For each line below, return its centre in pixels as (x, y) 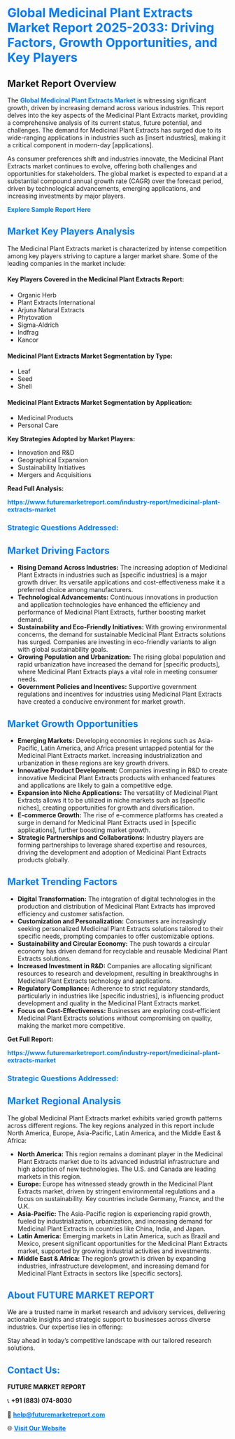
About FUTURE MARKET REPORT (81, 1295)
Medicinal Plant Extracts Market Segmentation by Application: (100, 402)
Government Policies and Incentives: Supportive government (107, 687)
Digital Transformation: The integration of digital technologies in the (116, 899)
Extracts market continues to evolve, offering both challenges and (102, 166)
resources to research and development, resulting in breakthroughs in (118, 973)
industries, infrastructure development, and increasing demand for (113, 1266)
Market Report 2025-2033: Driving (111, 28)
